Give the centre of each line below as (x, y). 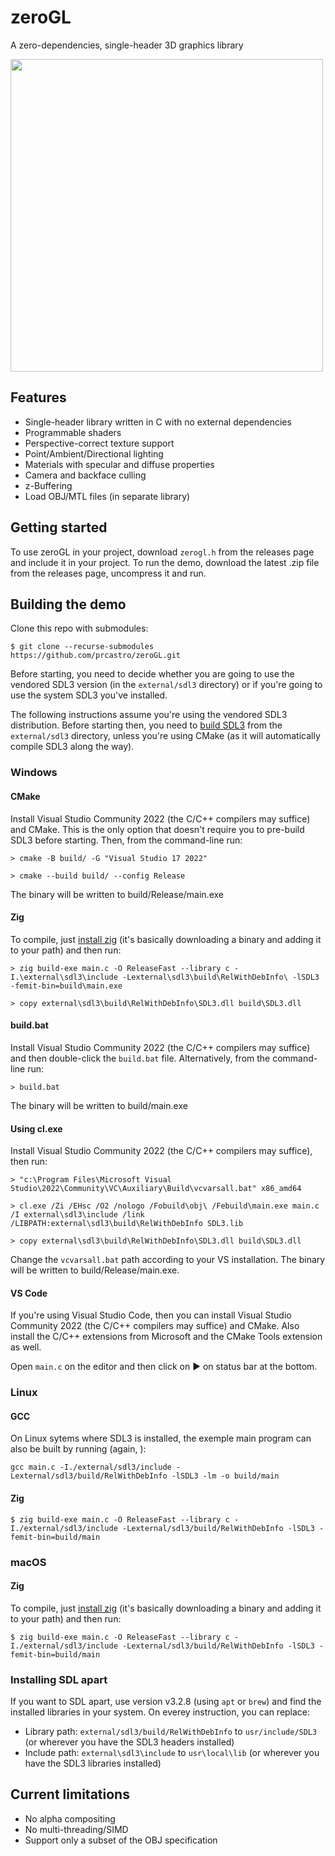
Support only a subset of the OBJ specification (121, 1840)
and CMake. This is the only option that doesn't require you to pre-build (157, 829)
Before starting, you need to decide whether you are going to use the (152, 674)
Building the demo (68, 604)
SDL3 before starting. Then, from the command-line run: (126, 840)
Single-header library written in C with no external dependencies (158, 422)
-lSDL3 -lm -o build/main (225, 1476)
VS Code (29, 1293)
